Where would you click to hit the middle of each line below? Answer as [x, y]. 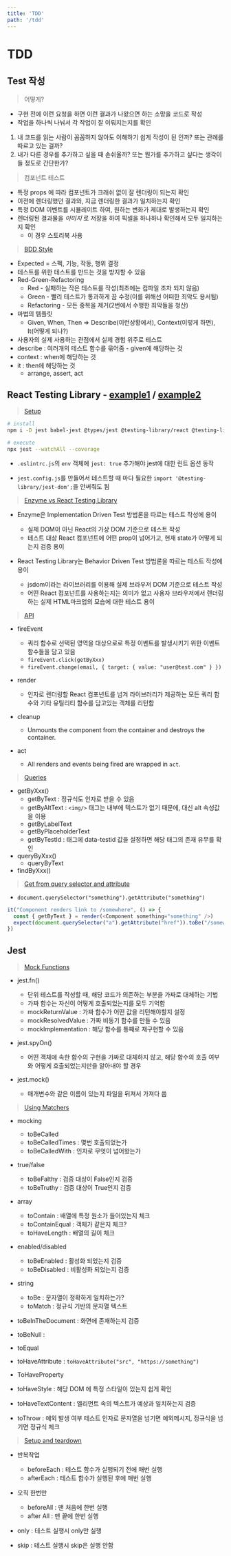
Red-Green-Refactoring [51, 279]
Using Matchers [46, 1108]
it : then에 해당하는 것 [46, 365]
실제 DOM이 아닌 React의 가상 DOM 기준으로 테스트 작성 [104, 529]
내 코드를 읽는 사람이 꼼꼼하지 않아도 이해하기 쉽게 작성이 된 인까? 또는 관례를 [120, 137]
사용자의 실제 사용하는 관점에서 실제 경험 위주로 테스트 [90, 339]
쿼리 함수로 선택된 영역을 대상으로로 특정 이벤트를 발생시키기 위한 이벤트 [124, 643]
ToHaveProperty [40, 1375]
